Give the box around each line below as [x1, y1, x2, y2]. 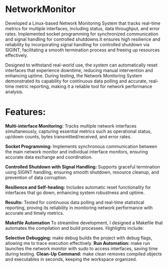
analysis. [5, 88, 24, 95]
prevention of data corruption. [5, 174, 68, 181]
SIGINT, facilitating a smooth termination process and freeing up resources [5, 47, 160, 53]
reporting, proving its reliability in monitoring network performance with [5, 205, 153, 211]
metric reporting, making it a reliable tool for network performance [15, 83, 152, 89]
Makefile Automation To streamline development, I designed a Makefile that [5, 220, 163, 226]
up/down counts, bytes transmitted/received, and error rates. [5, 133, 132, 139]
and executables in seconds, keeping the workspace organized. [5, 256, 137, 262]
